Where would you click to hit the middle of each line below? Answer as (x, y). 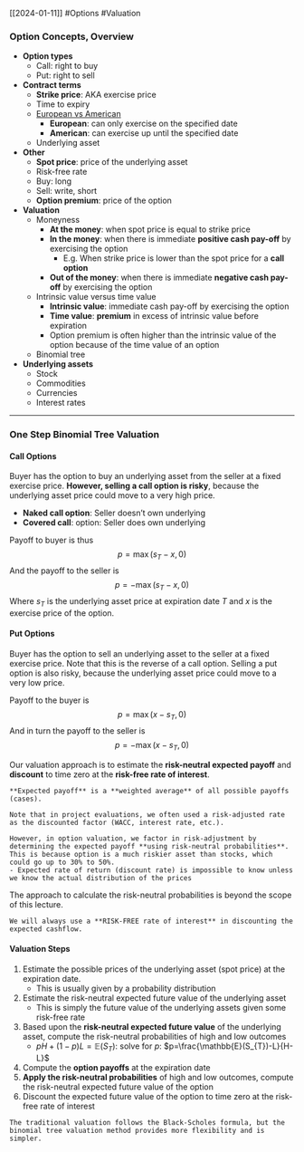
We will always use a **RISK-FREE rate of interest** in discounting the (152, 921)
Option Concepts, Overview (71, 36)
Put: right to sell (65, 75)
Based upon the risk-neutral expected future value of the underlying (152, 1026)
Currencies (57, 393)
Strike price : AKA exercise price (96, 95)
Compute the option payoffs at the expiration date (116, 1067)
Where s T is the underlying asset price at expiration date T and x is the (141, 602)
